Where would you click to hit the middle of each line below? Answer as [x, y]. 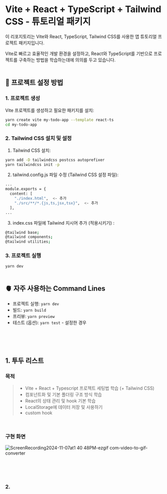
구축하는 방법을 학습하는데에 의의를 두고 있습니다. [67, 60]
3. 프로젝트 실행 [23, 256]
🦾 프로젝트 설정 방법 [34, 83]
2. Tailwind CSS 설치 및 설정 [39, 138]
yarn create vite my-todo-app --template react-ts [60, 120]
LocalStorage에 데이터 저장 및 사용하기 [64, 407]
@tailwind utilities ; [28, 242]
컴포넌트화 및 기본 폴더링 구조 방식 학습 [64, 394]
